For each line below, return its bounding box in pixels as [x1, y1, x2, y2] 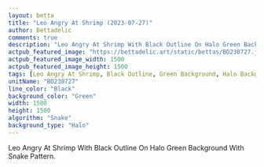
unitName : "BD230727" [8, 77, 79, 85]
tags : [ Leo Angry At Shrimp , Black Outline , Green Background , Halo [8, 70, 237, 78]
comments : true [8, 33, 58, 42]
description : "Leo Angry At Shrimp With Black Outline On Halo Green [8, 41, 241, 49]
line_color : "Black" [8, 84, 76, 93]
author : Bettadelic [8, 26, 72, 34]
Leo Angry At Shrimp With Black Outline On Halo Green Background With [8, 143, 245, 152]
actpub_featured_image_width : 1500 [8, 56, 125, 64]
